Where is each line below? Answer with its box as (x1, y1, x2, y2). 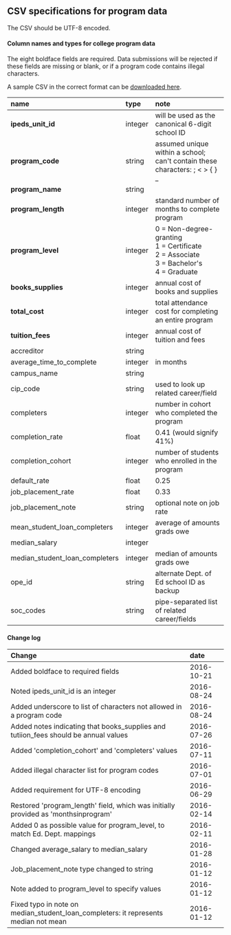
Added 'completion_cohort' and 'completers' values (10, 746, 178, 756)
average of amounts (155, 518, 220, 528)
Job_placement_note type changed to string (10, 864, 153, 874)
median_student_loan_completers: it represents (10, 908, 164, 918)
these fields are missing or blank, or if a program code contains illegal (7, 62, 205, 71)
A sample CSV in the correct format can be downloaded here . (7, 82, 182, 91)
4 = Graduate (155, 267, 198, 277)
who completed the (155, 408, 218, 418)
